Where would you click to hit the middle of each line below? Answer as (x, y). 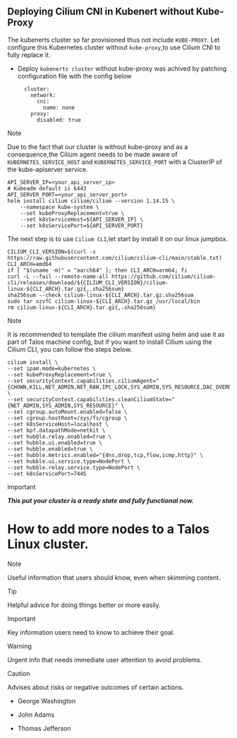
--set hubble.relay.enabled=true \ (60, 437)
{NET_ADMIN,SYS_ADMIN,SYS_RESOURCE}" (63, 405)
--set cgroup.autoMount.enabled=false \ (68, 412)
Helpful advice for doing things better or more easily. (84, 605)
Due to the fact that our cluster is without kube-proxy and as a (98, 146)
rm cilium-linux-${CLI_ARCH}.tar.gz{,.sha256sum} (82, 307)
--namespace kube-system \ (60, 207)
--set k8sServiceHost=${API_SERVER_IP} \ (81, 219)
